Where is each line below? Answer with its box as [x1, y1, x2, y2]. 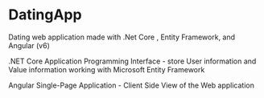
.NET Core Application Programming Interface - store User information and [8, 56, 257, 66]
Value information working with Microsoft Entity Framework [8, 64, 205, 74]
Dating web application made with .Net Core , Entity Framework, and [8, 32, 236, 42]
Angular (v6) [8, 40, 51, 50]
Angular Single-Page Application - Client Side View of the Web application [8, 80, 255, 90]
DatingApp [8, 6, 82, 24]
